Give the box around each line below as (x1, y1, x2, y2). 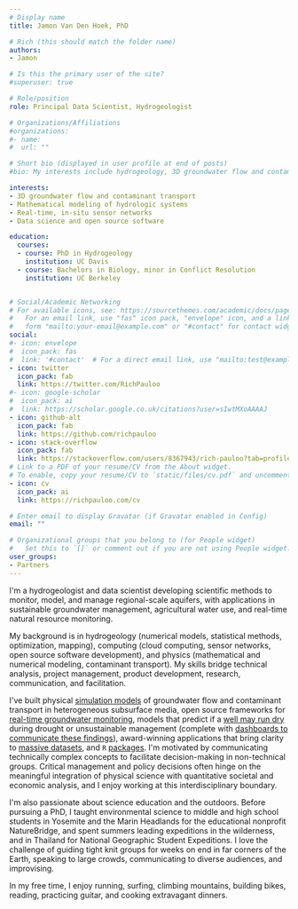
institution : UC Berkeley (25, 273, 122, 282)
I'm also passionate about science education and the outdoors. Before (9, 796, 266, 808)
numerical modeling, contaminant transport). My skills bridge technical (9, 659, 268, 669)
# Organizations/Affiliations (9, 118, 122, 127)
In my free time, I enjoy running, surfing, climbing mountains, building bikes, (9, 880, 286, 890)
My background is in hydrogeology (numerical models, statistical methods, (9, 630, 282, 641)
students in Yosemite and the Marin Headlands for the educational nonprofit (9, 816, 286, 826)
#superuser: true (9, 78, 74, 87)
